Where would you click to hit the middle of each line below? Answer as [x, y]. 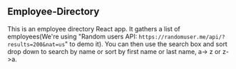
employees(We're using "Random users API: [72, 36]
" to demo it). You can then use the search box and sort [146, 44]
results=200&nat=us [36, 44]
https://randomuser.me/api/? [182, 37]
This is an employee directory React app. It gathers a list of [94, 28]
